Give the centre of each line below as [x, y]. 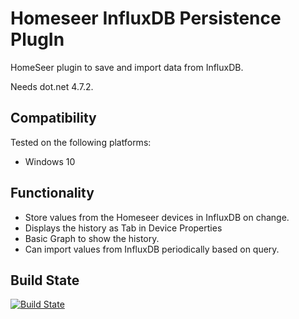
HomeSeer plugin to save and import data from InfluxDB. [127, 67]
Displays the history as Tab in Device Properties [123, 228]
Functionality [52, 193]
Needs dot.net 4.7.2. [52, 86]
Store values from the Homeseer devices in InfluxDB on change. [157, 217]
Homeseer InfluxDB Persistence [146, 18]
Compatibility [53, 118]
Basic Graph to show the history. [92, 238]
